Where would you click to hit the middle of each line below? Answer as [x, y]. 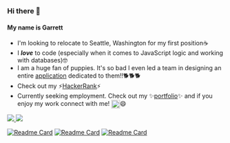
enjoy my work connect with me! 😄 [72, 104]
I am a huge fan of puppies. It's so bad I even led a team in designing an [119, 68]
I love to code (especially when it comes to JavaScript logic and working [120, 53]
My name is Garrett [35, 27]
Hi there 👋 [24, 11]
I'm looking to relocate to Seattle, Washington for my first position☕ [113, 43]
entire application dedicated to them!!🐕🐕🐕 [79, 76]
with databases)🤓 [42, 60]
